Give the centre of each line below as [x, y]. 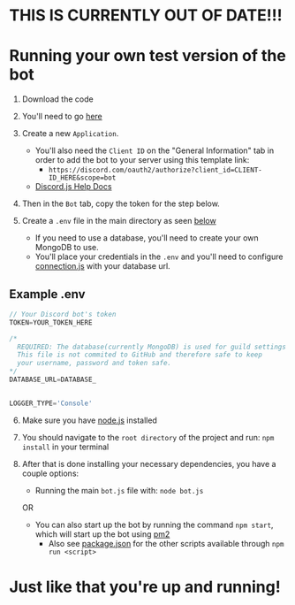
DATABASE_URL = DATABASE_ [53, 380]
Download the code [58, 99]
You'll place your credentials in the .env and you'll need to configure [159, 257]
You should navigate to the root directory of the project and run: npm [148, 437]
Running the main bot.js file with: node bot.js [119, 490]
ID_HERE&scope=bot [82, 178]
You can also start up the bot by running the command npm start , [154, 525]
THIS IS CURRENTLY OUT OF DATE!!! [146, 15]
